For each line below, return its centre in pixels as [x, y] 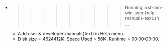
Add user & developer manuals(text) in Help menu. [71, 33]
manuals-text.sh [142, 18]
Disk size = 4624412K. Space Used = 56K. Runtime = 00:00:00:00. [89, 39]
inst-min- [153, 7]
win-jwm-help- [141, 13]
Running [134, 7]
